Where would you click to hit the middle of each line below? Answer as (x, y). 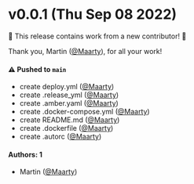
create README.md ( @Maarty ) (70, 120)
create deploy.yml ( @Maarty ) (67, 87)
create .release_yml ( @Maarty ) (69, 95)
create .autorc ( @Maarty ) (60, 137)
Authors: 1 (26, 154)
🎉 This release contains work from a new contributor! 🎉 (97, 36)
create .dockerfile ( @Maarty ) (66, 128)
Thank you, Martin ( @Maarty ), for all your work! (85, 51)
